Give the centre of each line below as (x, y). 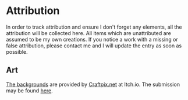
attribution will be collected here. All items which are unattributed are (89, 33)
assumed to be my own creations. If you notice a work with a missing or (92, 39)
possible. (17, 51)
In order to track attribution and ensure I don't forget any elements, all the (94, 27)
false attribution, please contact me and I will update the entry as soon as (94, 46)
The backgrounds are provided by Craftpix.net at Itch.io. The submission (93, 84)
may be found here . (30, 90)
